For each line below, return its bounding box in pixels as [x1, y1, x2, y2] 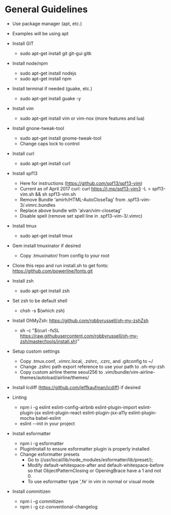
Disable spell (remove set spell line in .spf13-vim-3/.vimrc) [19, 212, 143, 219]
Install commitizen [12, 488, 51, 495]
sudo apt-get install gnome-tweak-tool [19, 135, 102, 141]
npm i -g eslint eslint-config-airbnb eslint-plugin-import [19, 404, 137, 410]
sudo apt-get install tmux [19, 232, 73, 239]
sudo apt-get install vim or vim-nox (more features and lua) [19, 115, 145, 121]
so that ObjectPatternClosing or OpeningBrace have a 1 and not [27, 467, 161, 474]
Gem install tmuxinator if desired [12, 242, 81, 249]
